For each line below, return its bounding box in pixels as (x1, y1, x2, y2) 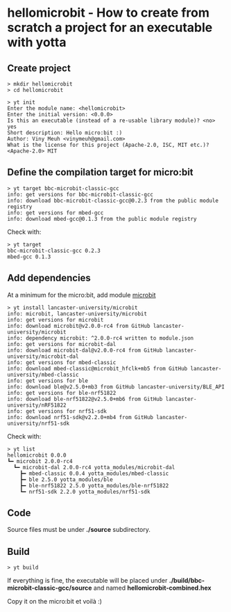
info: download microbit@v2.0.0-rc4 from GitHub (7, 322, 151, 329)
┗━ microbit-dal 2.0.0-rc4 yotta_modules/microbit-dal (13, 464, 176, 471)
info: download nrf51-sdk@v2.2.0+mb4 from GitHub (7, 414, 154, 421)
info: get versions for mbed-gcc (7, 209, 104, 217)
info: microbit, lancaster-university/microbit (7, 310, 148, 317)
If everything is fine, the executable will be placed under (7, 576, 168, 585)
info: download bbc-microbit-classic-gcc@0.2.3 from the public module (7, 197, 219, 204)
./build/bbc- (169, 576, 205, 585)
